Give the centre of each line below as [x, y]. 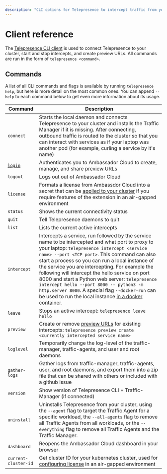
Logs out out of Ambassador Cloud [80, 177]
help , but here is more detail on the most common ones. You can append [80, 91]
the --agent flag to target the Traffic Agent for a [94, 411]
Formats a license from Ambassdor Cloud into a [94, 185]
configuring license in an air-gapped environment [97, 464]
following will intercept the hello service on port [94, 273]
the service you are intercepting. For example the [96, 267]
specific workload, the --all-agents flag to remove [98, 417]
